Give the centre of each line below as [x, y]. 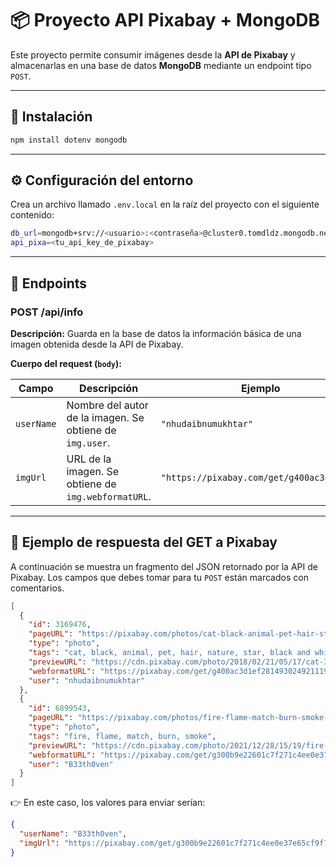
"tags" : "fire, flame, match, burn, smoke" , [122, 736]
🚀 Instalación [51, 117]
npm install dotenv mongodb [69, 140]
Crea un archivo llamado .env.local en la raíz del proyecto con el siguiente [165, 204]
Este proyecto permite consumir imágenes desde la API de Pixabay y [153, 54]
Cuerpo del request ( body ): [66, 363]
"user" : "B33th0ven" [71, 764]
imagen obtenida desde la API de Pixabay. [97, 344]
